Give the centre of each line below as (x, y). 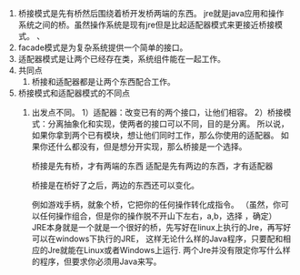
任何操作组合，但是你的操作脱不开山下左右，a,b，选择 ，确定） (158, 216)
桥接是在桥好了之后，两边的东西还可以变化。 (115, 185)
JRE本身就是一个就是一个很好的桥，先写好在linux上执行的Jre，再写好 (161, 227)
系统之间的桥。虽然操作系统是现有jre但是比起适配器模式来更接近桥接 (146, 25)
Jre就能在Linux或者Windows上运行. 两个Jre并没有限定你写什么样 (169, 250)
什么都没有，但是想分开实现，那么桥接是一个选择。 (151, 147)
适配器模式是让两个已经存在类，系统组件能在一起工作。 (121, 59)
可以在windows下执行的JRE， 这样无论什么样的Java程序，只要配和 (157, 239)
